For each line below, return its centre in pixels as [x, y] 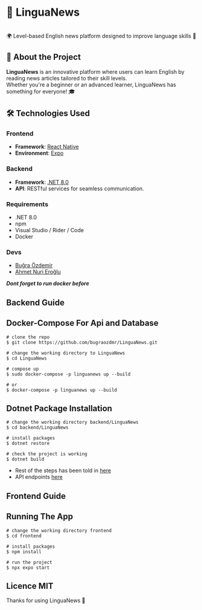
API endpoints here [39, 477]
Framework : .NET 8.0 [42, 182]
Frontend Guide [36, 496]
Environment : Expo [39, 153]
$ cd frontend [24, 536]
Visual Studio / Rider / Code [49, 230]
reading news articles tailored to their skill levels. [67, 78]
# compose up [23, 369]
